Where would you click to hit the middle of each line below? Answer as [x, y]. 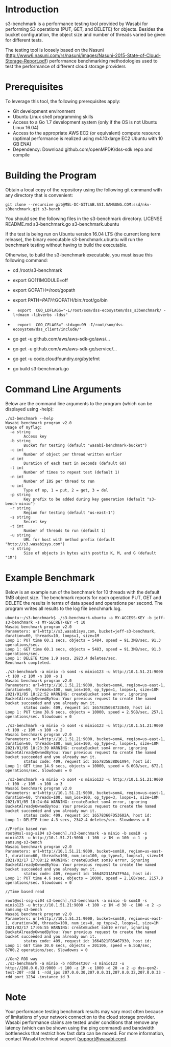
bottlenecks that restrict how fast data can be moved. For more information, [85, 1033]
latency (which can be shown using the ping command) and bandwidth [80, 1028]
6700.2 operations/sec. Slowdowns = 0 [46, 950]
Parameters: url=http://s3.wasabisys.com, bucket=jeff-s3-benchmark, [81, 631]
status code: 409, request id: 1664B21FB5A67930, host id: [88, 941]
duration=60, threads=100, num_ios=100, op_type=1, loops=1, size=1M [88, 856]
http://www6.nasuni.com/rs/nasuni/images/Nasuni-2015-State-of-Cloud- [84, 55]
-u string [20, 535]
